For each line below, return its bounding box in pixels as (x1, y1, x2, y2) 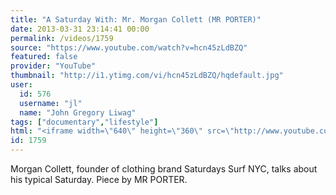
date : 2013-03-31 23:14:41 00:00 (10, 24, 150, 34)
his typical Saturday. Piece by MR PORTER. (10, 174, 188, 185)
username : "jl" (19, 98, 83, 108)
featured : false (10, 52, 78, 62)
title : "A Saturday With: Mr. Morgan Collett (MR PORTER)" (10, 14, 262, 25)
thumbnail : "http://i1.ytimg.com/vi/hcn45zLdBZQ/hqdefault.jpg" (10, 71, 284, 81)
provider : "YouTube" (10, 61, 97, 71)
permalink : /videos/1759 (10, 33, 114, 43)
